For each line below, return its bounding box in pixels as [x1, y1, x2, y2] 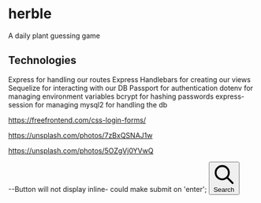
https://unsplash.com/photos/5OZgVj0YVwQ [8, 145, 154, 155]
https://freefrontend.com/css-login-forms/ [8, 115, 147, 125]
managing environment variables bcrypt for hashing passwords [8, 92, 214, 101]
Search [213, 185, 235, 194]
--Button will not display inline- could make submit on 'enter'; [8, 184, 207, 194]
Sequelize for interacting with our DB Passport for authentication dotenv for [8, 83, 254, 92]
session [8, 100, 34, 109]
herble [8, 5, 52, 23]
